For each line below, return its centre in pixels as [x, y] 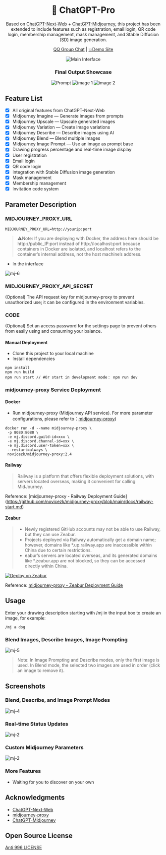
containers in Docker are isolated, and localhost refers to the [79, 249]
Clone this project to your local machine [53, 354]
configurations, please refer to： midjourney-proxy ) [64, 419]
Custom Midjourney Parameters [44, 747]
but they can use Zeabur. [50, 534]
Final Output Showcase [83, 72]
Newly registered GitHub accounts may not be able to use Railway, [93, 529]
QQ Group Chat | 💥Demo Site [83, 49]
